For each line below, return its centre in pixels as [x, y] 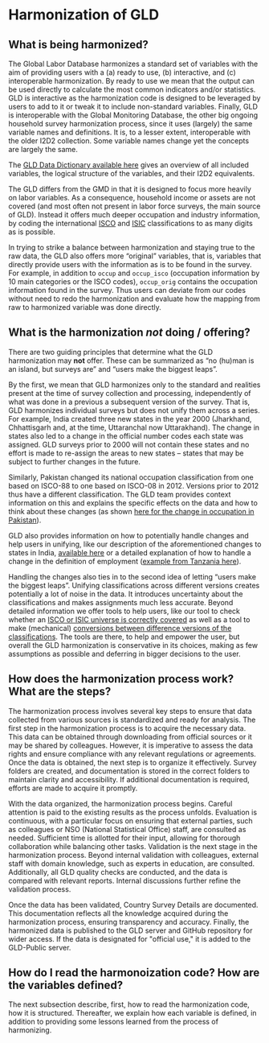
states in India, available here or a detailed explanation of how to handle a [130, 552]
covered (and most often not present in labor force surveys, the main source [134, 206]
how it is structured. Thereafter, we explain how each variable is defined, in [132, 1013]
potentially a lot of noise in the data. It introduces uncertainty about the [126, 594]
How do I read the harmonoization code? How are [134, 973]
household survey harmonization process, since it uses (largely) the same [130, 124]
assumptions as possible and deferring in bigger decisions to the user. [124, 653]
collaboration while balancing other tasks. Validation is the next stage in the [133, 846]
